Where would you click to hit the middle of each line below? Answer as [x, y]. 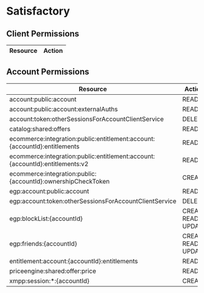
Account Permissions [48, 72]
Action [53, 51]
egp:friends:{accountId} [43, 243]
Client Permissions [43, 34]
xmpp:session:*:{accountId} [49, 281]
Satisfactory [38, 11]
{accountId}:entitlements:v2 [49, 164]
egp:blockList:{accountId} [46, 218]
